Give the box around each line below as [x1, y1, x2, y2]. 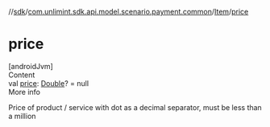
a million [8, 111, 36, 121]
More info [8, 87, 41, 96]
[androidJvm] [8, 61, 54, 71]
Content [8, 70, 35, 80]
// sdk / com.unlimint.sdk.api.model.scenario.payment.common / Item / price [8, 7, 249, 16]
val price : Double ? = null [8, 78, 89, 88]
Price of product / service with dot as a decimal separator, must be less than [8, 102, 262, 112]
